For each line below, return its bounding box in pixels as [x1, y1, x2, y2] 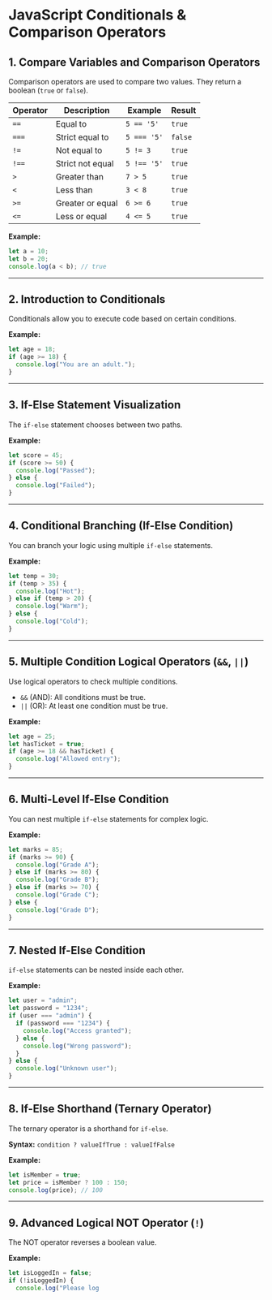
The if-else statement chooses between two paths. [8, 420, 183, 430]
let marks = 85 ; [8, 845, 63, 853]
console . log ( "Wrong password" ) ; [23, 1042, 132, 1050]
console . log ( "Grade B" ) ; [15, 875, 100, 884]
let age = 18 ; [8, 345, 57, 354]
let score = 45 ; [8, 451, 63, 460]
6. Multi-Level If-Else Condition [8, 793, 169, 806]
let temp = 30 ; [8, 572, 60, 580]
